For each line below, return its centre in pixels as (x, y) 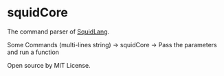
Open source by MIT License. (49, 65)
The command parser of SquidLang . (58, 31)
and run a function (33, 52)
